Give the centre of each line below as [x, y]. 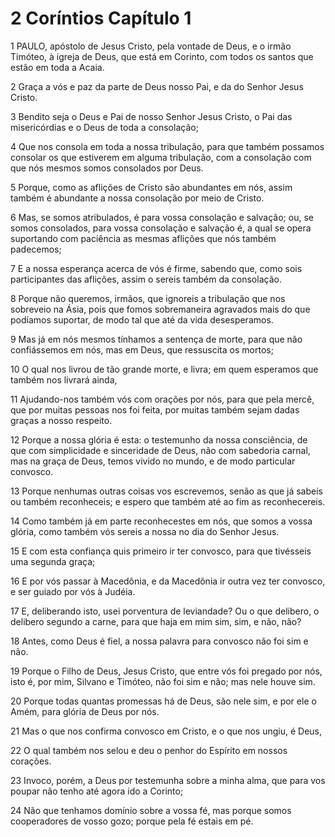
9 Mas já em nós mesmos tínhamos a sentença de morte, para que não [156, 339]
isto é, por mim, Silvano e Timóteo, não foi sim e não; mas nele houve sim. [163, 681]
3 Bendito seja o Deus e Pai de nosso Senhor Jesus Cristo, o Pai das [151, 116]
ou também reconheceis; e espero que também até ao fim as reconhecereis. [168, 501]
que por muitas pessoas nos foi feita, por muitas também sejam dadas [155, 409]
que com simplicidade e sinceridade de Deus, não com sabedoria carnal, [160, 450]
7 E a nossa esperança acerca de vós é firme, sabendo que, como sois [156, 268]
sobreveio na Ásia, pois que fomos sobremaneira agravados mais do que [160, 309]
